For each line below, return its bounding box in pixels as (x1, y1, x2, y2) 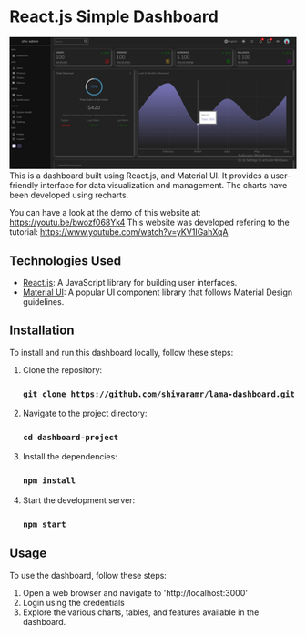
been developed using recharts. (9, 189, 129, 201)
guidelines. (22, 297, 65, 307)
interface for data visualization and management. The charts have (40, 180, 288, 191)
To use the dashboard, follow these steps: (9, 569, 167, 580)
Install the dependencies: (22, 451, 118, 462)
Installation (9, 323, 75, 338)
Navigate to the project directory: (22, 408, 148, 419)
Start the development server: (22, 494, 136, 506)
